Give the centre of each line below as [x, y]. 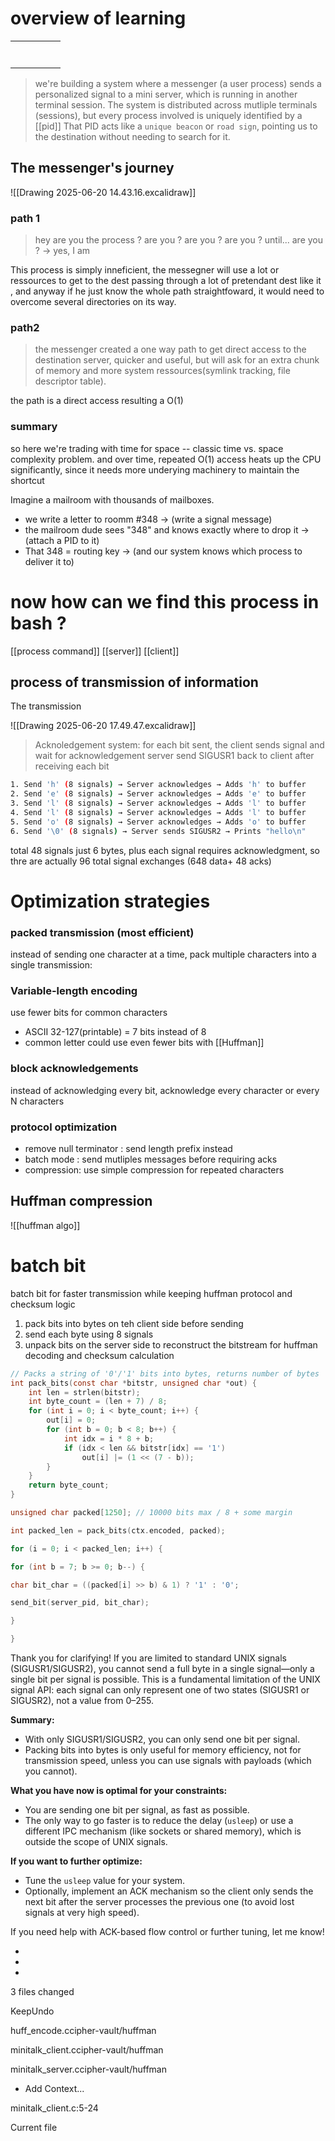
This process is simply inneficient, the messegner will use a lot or [145, 270]
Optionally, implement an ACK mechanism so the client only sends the [169, 1891]
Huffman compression [81, 1201]
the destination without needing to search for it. [132, 136]
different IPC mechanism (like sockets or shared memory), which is [163, 1831]
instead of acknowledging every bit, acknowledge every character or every [165, 1090]
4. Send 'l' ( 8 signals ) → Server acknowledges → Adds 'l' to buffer [158, 813]
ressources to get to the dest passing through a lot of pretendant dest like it [166, 281]
